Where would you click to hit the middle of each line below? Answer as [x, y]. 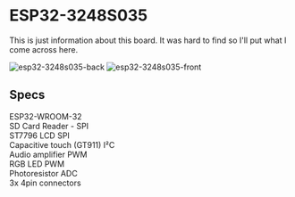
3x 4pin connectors [46, 183]
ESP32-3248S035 [79, 16]
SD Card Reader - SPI [49, 126]
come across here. [44, 49]
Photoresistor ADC [43, 173]
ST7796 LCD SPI [39, 135]
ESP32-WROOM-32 [46, 116]
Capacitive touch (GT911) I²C [62, 144]
